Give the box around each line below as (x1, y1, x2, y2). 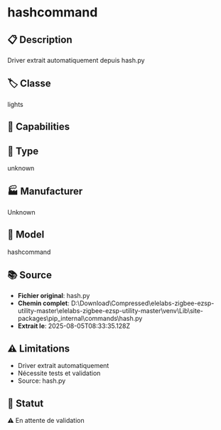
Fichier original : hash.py (17, 292, 90, 300)
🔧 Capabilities (7, 121, 70, 133)
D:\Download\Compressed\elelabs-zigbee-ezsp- (70, 299, 215, 307)
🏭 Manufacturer (7, 185, 83, 198)
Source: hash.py (17, 377, 66, 385)
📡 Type (7, 145, 39, 157)
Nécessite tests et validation (17, 369, 101, 378)
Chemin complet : (17, 299, 70, 307)
